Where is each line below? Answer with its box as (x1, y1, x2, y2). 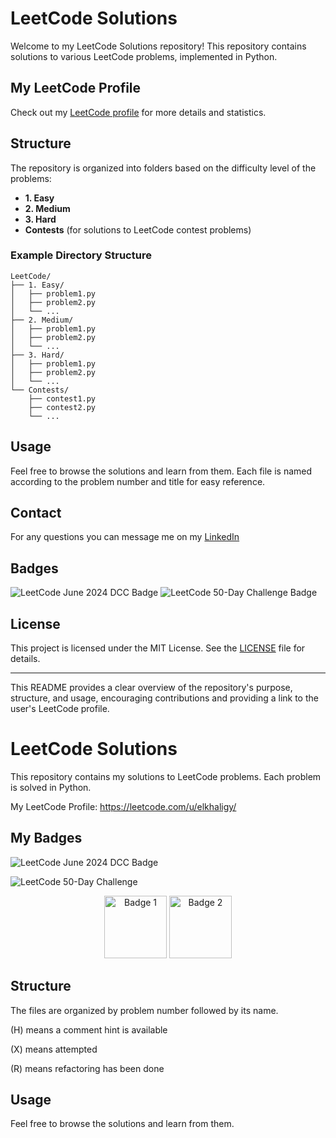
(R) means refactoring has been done (10, 1062, 165, 1074)
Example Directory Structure (10, 248, 152, 262)
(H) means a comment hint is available (10, 1023, 168, 1036)
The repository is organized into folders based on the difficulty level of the (10, 162, 317, 174)
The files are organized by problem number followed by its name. (10, 1004, 279, 1016)
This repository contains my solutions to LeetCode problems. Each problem (10, 771, 322, 783)
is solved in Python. (10, 782, 92, 794)
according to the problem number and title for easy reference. (10, 475, 266, 487)
